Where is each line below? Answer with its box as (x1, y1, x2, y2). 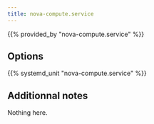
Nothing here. (7, 108, 48, 117)
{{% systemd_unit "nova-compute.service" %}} (7, 69, 148, 78)
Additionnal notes (7, 89, 88, 101)
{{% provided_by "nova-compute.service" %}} (7, 30, 145, 38)
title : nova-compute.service (7, 10, 94, 18)
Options (7, 50, 44, 62)
